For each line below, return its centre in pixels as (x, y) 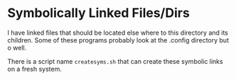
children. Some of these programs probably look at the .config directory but (118, 40)
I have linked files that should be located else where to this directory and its (118, 33)
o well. (17, 47)
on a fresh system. (34, 69)
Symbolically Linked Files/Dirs (98, 13)
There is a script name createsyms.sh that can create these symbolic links (115, 61)
